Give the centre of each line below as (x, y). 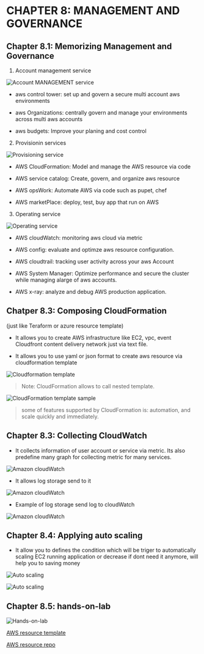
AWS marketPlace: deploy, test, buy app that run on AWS (87, 202)
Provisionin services (41, 143)
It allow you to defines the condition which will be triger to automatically (106, 550)
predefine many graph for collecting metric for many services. (93, 457)
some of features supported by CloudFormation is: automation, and (106, 410)
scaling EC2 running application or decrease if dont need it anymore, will (107, 557)
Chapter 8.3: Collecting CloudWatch (77, 436)
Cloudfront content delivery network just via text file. (82, 344)
